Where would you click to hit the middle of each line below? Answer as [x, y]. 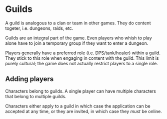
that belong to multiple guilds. [36, 96]
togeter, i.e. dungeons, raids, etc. [39, 28]
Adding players [29, 79]
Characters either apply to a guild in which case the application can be [78, 106]
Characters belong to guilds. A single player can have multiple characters [81, 91]
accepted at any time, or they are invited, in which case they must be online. [84, 111]
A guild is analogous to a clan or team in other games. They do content [78, 23]
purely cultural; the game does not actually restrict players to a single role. [82, 63]
